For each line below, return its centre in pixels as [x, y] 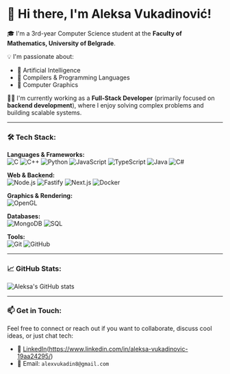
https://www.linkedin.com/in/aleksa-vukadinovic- [118, 349]
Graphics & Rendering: [40, 196]
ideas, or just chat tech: [40, 336]
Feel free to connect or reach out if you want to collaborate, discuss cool [110, 328]
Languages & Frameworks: [46, 155]
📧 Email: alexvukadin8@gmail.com [63, 363]
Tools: [16, 237]
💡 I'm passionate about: [40, 56]
